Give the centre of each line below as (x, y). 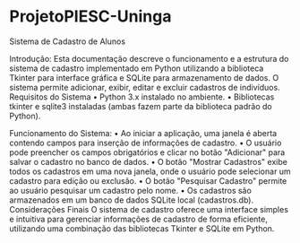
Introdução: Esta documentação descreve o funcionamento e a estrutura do (149, 58)
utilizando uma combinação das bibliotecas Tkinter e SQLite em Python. (142, 228)
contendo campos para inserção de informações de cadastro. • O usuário (146, 143)
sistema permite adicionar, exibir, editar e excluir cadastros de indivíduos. (145, 87)
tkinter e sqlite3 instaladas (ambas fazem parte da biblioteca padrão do (141, 106)
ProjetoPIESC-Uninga (90, 17)
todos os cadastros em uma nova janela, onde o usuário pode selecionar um (150, 171)
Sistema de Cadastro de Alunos (68, 41)
